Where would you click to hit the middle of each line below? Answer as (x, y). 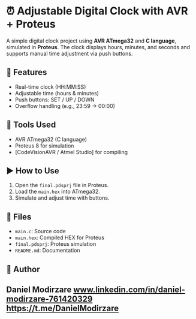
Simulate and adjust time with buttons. (62, 198)
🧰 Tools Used (31, 125)
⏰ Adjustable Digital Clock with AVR (97, 11)
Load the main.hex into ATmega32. (58, 192)
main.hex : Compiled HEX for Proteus (60, 237)
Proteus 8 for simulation (44, 146)
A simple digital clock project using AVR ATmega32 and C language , (91, 41)
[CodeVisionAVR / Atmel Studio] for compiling (71, 152)
